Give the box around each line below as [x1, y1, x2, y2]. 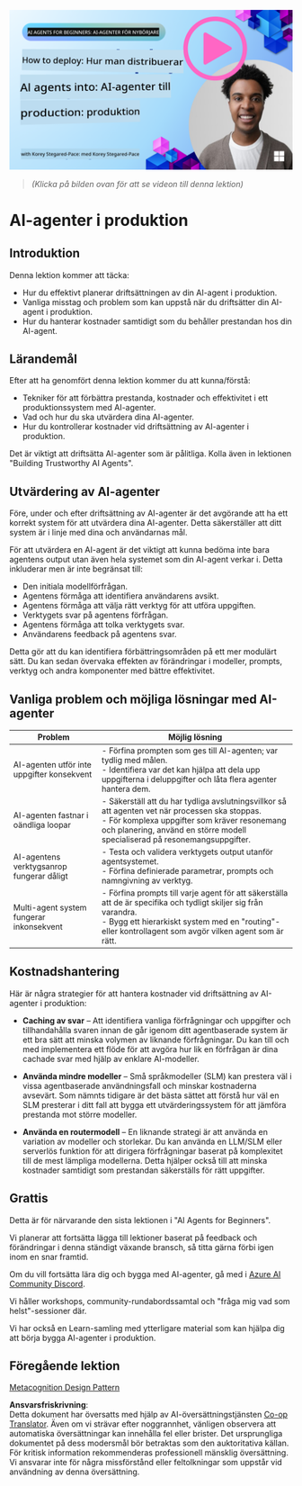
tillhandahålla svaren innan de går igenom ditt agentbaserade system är [22, 1024, 288, 1035]
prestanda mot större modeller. [22, 1109, 138, 1120]
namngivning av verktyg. [102, 875, 193, 887]
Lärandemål [9, 351, 78, 366]
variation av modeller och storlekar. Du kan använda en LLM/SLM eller [22, 1136, 283, 1147]
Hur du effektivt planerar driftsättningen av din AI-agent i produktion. [22, 287, 278, 298]
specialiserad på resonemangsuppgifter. [102, 833, 252, 844]
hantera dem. [102, 783, 151, 794]
